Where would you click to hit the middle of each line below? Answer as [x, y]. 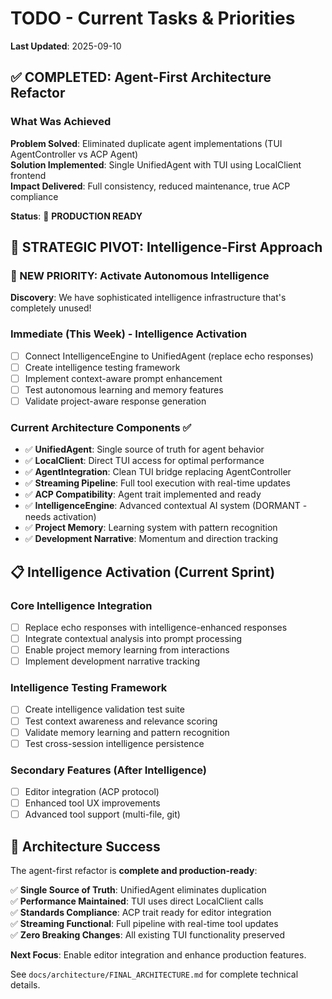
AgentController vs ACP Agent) [74, 154]
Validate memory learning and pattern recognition [127, 732]
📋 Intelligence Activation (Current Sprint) [143, 572]
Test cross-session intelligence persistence [114, 743]
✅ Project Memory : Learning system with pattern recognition [151, 528]
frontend [28, 175]
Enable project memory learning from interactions [127, 650]
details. [25, 985]
